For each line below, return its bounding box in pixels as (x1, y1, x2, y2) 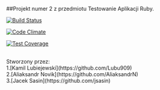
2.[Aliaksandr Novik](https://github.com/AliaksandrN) (6, 71, 138, 77)
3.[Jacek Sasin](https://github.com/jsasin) (6, 77, 111, 84)
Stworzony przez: (6, 58, 50, 65)
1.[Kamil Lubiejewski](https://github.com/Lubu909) (6, 64, 132, 71)
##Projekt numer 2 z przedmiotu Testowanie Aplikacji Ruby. (6, 5, 155, 12)
